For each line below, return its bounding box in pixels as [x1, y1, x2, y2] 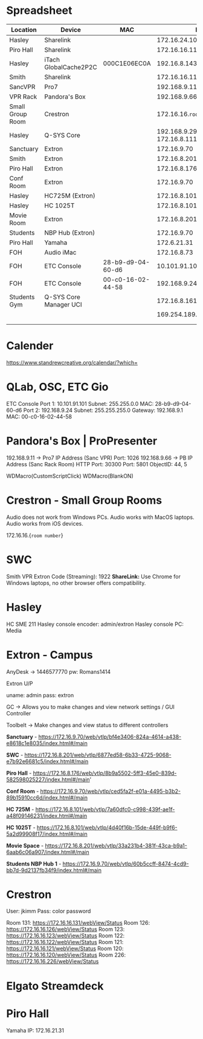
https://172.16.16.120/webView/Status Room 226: [6, 951, 126, 959]
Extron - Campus [6, 648, 93, 662]
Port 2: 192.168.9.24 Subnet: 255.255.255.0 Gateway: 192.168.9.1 [23, 406, 183, 414]
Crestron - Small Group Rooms [6, 493, 162, 507]
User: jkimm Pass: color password [6, 908, 91, 915]
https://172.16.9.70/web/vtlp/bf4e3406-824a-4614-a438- [38, 733, 182, 740]
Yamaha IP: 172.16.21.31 [6, 1026, 65, 1034]
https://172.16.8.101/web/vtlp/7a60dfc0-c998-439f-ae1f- [35, 806, 175, 813]
